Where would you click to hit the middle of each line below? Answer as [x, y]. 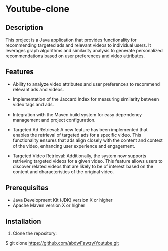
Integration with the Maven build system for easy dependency [77, 114]
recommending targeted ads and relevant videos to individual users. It [78, 45]
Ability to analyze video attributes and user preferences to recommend [86, 84]
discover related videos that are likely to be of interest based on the [83, 166]
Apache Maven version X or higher [49, 205]
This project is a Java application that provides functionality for [71, 40]
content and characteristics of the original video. [63, 172]
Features [19, 72]
